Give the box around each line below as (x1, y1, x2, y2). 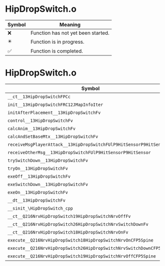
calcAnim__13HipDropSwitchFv (7, 126, 76, 131)
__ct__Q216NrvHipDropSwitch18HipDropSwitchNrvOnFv (7, 229, 129, 235)
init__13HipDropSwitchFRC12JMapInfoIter (7, 102, 103, 107)
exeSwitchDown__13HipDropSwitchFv (7, 182, 88, 187)
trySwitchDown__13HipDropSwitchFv (7, 158, 88, 163)
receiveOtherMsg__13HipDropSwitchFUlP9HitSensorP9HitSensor (7, 150, 151, 155)
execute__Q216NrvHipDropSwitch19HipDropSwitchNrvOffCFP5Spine (7, 253, 156, 259)
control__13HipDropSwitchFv (7, 118, 73, 123)
